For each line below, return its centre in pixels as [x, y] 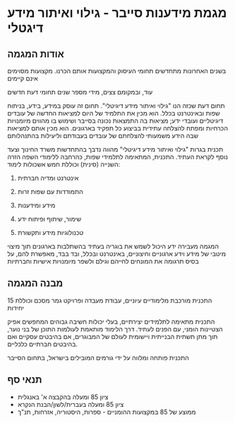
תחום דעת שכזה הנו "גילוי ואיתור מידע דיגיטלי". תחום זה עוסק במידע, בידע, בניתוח [116, 106]
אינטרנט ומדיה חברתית [48, 178]
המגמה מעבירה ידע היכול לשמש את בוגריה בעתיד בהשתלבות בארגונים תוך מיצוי [113, 246]
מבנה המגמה [35, 283]
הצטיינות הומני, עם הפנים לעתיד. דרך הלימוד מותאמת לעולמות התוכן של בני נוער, [115, 329]
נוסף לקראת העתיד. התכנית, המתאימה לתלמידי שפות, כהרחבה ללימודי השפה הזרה [117, 157]
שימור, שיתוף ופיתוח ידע [49, 219]
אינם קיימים [23, 78]
